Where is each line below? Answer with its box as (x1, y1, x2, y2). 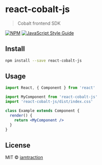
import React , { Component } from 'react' (5, 85, 95, 90)
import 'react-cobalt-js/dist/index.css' (5, 99, 93, 104)
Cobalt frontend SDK (17, 20, 61, 26)
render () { (10, 113, 33, 118)
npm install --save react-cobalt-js (5, 58, 82, 63)
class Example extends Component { (5, 108, 80, 114)
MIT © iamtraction (5, 154, 43, 160)
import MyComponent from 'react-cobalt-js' (5, 94, 98, 99)
